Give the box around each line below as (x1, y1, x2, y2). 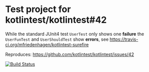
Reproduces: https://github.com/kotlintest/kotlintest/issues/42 (5, 51, 134, 57)
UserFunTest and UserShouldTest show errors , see (5, 36, 109, 42)
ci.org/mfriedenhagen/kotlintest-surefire (5, 41, 89, 47)
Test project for (5, 4, 71, 15)
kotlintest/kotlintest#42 (5, 14, 107, 26)
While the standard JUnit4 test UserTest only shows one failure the (5, 31, 144, 37)
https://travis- (110, 36, 138, 42)
